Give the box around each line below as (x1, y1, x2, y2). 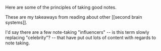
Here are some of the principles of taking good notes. (5, 5, 117, 10)
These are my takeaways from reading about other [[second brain (5, 14, 142, 20)
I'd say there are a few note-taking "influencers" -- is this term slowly (5, 29, 150, 35)
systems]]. (5, 20, 28, 25)
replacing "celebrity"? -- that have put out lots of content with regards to (5, 35, 156, 40)
